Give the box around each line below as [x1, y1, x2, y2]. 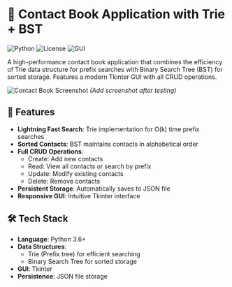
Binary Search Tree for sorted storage [27, 257, 138, 265]
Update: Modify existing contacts [27, 169, 124, 177]
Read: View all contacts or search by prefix [27, 162, 152, 170]
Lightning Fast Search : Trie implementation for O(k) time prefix [17, 125, 200, 133]
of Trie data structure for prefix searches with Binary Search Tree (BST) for [7, 65, 223, 73]
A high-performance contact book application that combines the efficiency [7, 57, 223, 66]
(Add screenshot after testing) [89, 86, 177, 94]
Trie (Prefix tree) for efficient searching [27, 249, 141, 258]
